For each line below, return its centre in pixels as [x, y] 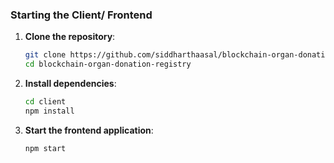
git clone [45, 55]
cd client [45, 102]
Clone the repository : [70, 37]
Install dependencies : [70, 84]
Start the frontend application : [89, 130]
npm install [49, 111]
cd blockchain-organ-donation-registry [108, 64]
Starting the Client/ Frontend [81, 15]
